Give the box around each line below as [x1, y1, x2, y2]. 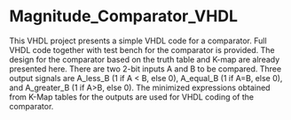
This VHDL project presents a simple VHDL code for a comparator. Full [9, 35, 268, 46]
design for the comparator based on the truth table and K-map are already [9, 54, 280, 64]
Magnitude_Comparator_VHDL [9, 6, 238, 26]
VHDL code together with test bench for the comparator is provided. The [9, 44, 275, 55]
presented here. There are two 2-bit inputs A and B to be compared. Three [9, 64, 282, 74]
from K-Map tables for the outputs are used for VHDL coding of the [9, 91, 255, 102]
